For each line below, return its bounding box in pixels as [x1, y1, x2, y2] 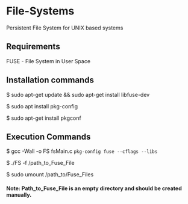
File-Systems [6, 4, 75, 18]
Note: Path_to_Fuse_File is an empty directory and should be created [6, 185, 182, 192]
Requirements [6, 42, 60, 52]
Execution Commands [6, 131, 91, 142]
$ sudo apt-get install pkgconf [6, 114, 81, 122]
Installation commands [6, 75, 95, 85]
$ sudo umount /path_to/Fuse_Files [6, 171, 94, 178]
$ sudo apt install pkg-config [6, 102, 78, 110]
